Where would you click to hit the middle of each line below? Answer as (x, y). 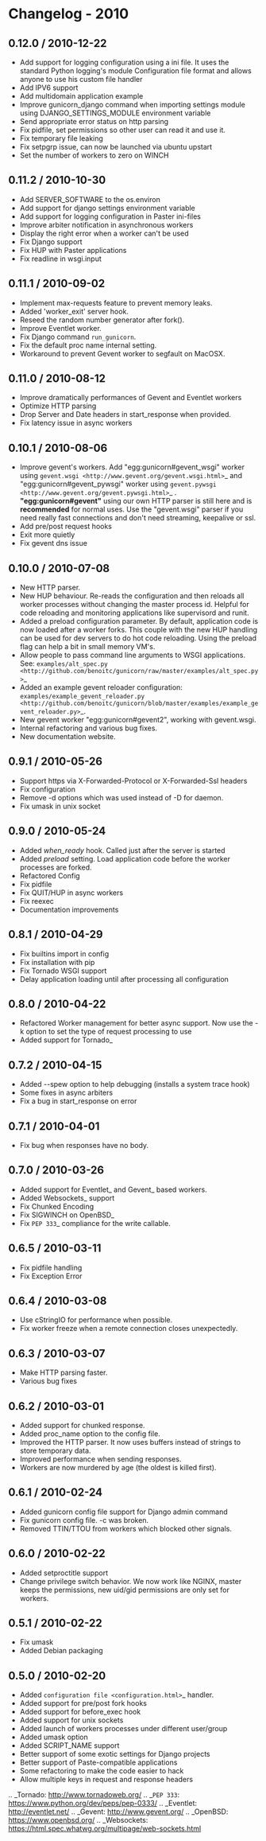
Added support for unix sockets (71, 1720)
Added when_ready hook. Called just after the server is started (122, 850)
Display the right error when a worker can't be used (104, 233)
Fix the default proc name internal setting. (88, 345)
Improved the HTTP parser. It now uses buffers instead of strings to (130, 1442)
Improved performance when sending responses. (100, 1459)
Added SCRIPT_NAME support (69, 1746)
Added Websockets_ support (67, 1197)
